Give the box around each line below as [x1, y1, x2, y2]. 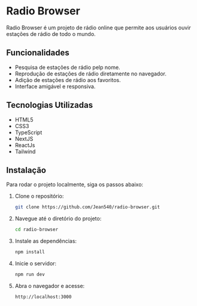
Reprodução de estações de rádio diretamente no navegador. [14, 70, 166, 77]
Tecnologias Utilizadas [6, 100, 93, 110]
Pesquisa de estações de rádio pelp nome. [14, 63, 121, 71]
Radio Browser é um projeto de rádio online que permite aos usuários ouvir [6, 24, 191, 31]
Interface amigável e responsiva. [14, 83, 96, 90]
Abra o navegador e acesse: [14, 282, 85, 289]
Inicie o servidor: [14, 260, 57, 267]
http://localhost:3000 [14, 293, 72, 300]
